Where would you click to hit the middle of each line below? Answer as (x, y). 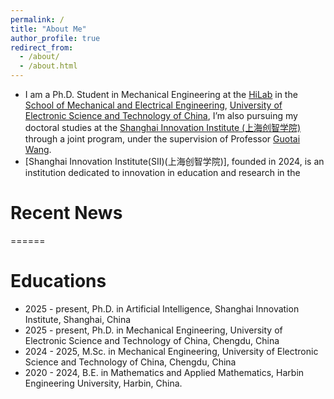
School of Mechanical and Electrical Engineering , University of (153, 105)
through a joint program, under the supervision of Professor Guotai (162, 139)
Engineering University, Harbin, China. (103, 383)
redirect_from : (42, 47)
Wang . (38, 149)
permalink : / (37, 19)
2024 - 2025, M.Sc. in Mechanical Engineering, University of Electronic (171, 351)
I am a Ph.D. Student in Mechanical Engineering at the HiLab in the (161, 94)
